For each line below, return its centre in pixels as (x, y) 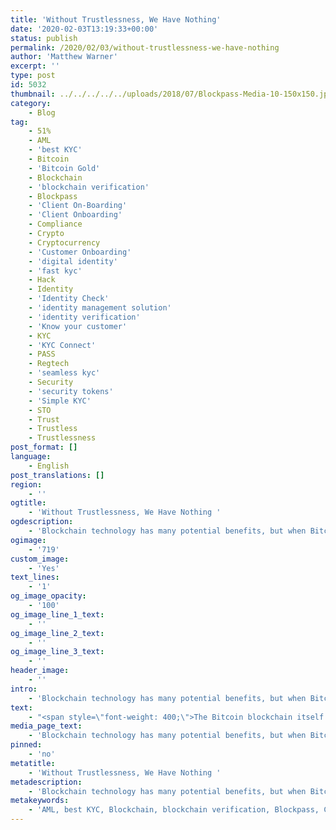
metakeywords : (40, 801)
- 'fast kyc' (55, 271)
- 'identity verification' (84, 317)
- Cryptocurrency (64, 242)
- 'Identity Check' (69, 299)
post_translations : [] (57, 475)
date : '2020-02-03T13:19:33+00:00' (84, 29)
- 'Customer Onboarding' (80, 252)
